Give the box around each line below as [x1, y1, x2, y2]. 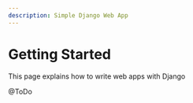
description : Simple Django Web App [8, 11, 128, 20]
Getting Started [8, 45, 112, 63]
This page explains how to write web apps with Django [8, 72, 186, 81]
